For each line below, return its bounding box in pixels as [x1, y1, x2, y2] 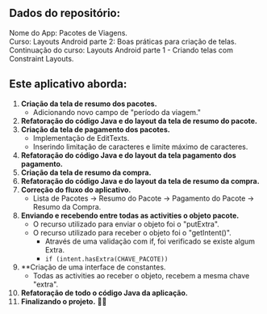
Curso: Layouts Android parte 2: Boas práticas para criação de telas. [9, 36, 237, 46]
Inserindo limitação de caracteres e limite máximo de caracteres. [32, 142, 248, 151]
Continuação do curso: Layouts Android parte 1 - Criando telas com [9, 45, 233, 55]
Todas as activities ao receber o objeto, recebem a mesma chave [32, 270, 250, 280]
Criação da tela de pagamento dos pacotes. [20, 125, 170, 134]
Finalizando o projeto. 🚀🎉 [20, 296, 107, 306]
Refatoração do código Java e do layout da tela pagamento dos [20, 150, 236, 160]
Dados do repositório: [9, 6, 121, 20]
